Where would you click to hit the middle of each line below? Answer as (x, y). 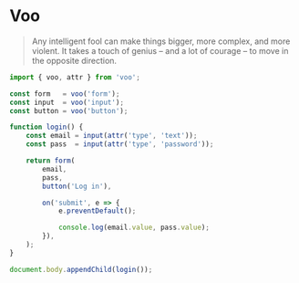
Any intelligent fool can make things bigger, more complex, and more (161, 41)
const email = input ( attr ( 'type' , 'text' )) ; (112, 136)
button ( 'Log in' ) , (77, 186)
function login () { (46, 127)
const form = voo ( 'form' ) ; (65, 94)
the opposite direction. (74, 60)
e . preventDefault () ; (97, 211)
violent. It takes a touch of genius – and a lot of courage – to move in (160, 50)
